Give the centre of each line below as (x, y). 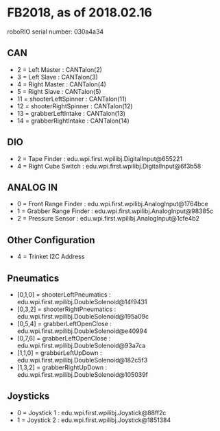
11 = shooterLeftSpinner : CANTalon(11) (72, 99)
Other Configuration (51, 240)
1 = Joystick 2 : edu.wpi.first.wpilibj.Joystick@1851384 (94, 420)
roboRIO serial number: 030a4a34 (56, 32)
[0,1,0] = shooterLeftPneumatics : (64, 295)
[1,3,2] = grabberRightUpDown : (62, 367)
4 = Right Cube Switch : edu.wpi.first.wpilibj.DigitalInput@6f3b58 (109, 166)
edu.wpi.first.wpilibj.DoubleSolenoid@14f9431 (82, 302)
